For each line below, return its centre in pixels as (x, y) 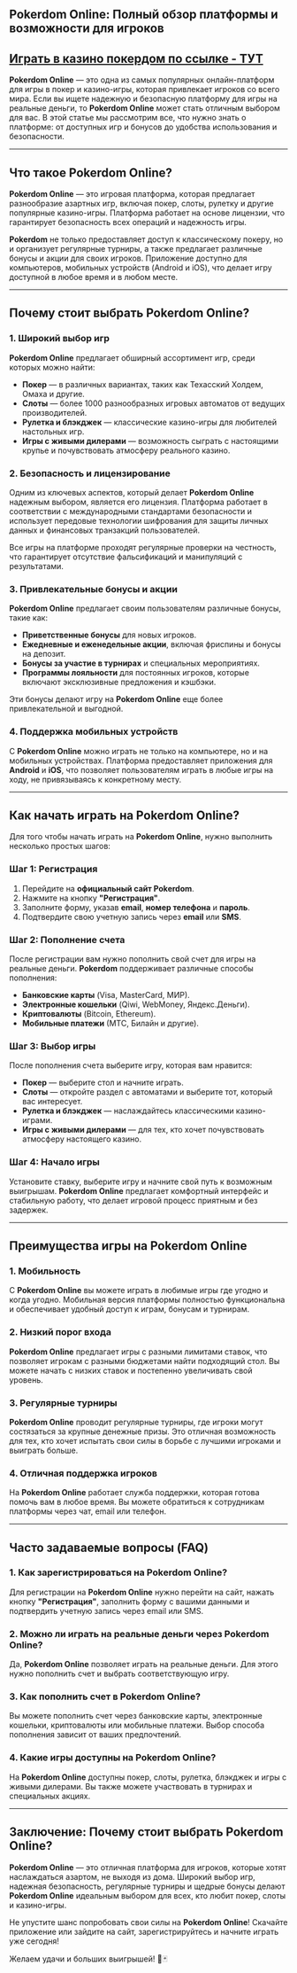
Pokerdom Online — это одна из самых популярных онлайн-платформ (142, 80)
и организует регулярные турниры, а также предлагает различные (136, 249)
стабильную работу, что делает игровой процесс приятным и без (133, 1200)
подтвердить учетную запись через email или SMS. (107, 1610)
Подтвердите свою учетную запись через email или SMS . (131, 916)
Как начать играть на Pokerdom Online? (125, 815)
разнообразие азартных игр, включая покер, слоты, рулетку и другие (141, 204)
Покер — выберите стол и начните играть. (103, 1083)
